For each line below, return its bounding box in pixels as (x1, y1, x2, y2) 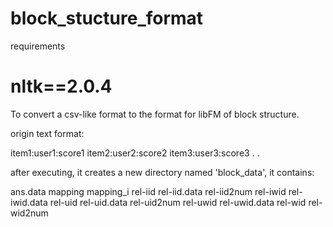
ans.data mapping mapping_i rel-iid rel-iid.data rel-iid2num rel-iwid (10, 185, 287, 197)
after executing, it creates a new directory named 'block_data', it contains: (10, 166, 315, 178)
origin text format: (10, 127, 85, 139)
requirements (10, 40, 66, 52)
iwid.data (10, 196, 48, 208)
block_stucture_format (10, 7, 204, 30)
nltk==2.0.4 (10, 75, 113, 98)
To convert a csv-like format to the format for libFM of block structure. (10, 108, 300, 120)
